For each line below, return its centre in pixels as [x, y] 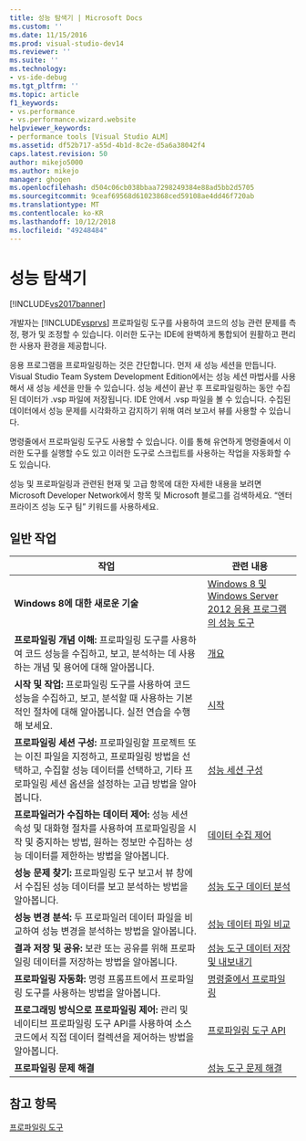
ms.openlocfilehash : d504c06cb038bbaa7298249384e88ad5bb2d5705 [132, 188]
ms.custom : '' [36, 26]
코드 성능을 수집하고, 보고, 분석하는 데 [101, 654]
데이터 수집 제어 [239, 835]
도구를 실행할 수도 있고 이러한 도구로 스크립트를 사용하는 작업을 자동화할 [154, 453]
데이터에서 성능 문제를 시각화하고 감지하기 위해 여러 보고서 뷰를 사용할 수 [138, 411]
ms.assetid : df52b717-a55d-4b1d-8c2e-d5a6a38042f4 [107, 145]
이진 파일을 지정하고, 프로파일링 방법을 [102, 756]
